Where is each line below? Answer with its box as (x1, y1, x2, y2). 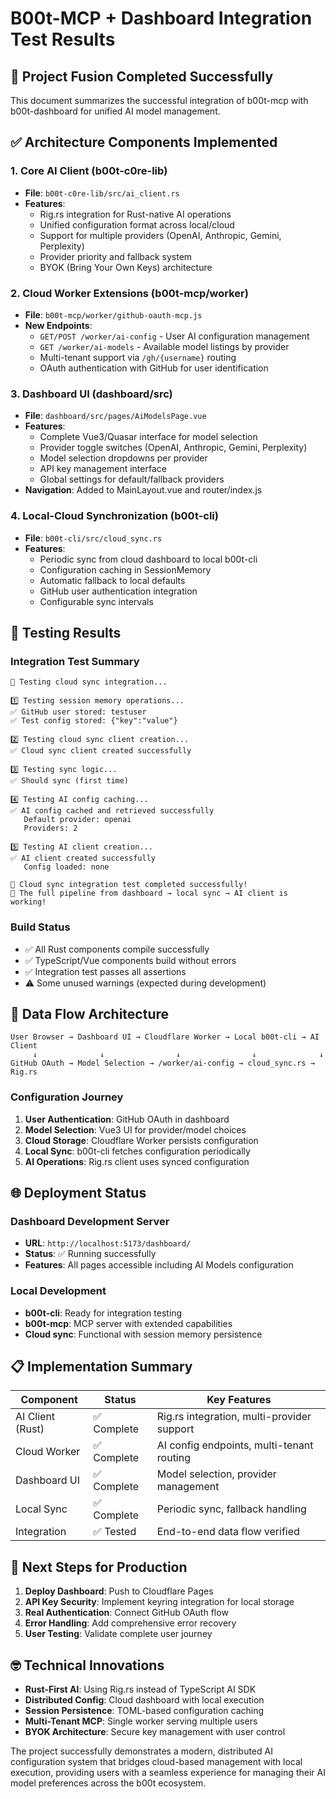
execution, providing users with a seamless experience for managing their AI (10, 1767, 326, 1779)
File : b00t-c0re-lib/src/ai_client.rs (24, 187, 180, 199)
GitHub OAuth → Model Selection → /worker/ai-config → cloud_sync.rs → (10, 1058, 315, 1069)
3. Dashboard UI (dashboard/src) (10, 387, 173, 401)
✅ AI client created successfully (10, 853, 156, 864)
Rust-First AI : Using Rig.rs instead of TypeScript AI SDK (24, 1683, 257, 1696)
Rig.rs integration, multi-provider (156, 1410, 312, 1424)
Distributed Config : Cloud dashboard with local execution (24, 1694, 265, 1706)
